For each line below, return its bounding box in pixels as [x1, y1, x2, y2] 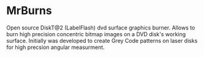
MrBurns [6, 4, 52, 18]
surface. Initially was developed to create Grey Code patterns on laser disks [6, 37, 198, 44]
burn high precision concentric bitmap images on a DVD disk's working [6, 30, 186, 37]
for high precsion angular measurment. [6, 44, 105, 51]
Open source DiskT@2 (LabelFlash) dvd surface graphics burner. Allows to [6, 24, 195, 31]
